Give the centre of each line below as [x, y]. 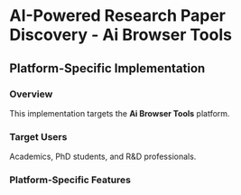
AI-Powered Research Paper [117, 16]
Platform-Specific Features [70, 180]
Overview [31, 94]
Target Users [38, 136]
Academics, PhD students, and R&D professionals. [103, 157]
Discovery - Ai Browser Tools [121, 35]
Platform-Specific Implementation [107, 68]
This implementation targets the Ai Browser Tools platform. [120, 113]
